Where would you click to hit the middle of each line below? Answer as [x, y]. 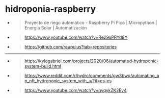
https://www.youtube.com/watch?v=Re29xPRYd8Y [76, 37]
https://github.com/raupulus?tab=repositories [70, 47]
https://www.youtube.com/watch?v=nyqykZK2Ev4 [75, 90]
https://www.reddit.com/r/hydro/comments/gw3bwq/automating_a [92, 75]
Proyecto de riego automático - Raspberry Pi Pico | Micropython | [91, 23]
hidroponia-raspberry [50, 9]
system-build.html [43, 66]
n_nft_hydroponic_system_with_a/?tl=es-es [68, 81]
